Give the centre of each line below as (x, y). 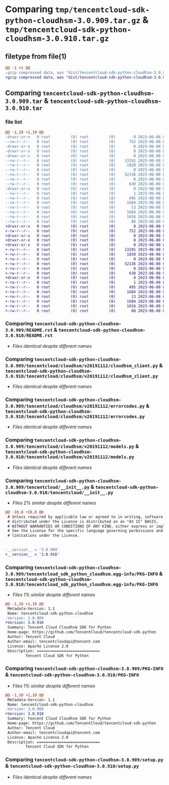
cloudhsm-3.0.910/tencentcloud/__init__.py (59, 492)
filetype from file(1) (36, 56)
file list (14, 122)
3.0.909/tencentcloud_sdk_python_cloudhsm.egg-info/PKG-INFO (82, 574)
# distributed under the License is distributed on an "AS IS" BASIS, (83, 521)
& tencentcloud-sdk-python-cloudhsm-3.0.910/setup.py (72, 766)
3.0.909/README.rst (29, 330)
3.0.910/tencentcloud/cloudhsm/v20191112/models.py (70, 457)
